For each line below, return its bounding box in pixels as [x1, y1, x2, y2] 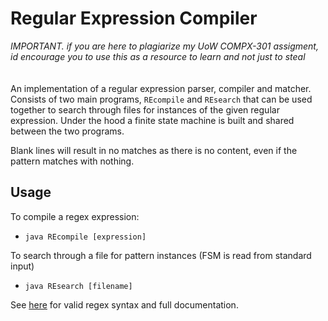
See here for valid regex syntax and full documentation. [10, 298, 239, 311]
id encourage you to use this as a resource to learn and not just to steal [10, 50, 306, 62]
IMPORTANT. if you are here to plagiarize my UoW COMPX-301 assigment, [10, 40, 319, 52]
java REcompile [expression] [24, 232, 147, 242]
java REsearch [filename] [24, 281, 133, 291]
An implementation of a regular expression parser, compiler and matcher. [10, 82, 312, 94]
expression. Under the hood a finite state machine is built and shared [10, 114, 295, 126]
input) [10, 260, 35, 272]
